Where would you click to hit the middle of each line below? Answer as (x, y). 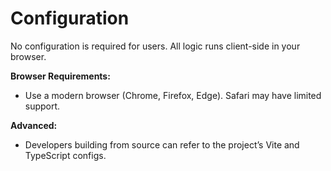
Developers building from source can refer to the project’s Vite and (162, 144)
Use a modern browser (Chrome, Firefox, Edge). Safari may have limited (173, 95)
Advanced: (34, 125)
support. (42, 106)
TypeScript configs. (65, 155)
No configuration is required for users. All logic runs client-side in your (155, 46)
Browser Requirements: (60, 76)
